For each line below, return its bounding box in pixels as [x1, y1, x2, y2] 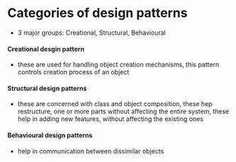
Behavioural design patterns [7, 131, 93, 139]
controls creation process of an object [17, 68, 130, 76]
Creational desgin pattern [7, 45, 85, 53]
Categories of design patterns [7, 5, 188, 21]
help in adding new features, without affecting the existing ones [17, 115, 204, 123]
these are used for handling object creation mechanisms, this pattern [17, 60, 220, 69]
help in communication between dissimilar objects [17, 146, 164, 155]
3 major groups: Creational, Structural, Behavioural [17, 28, 167, 37]
